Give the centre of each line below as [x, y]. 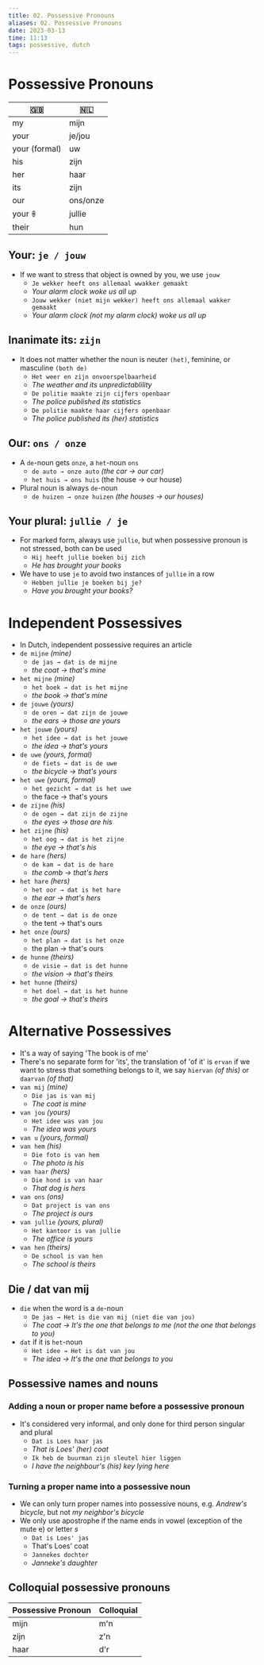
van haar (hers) [45, 1171]
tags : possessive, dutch [49, 45]
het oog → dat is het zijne [78, 840]
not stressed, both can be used [71, 549]
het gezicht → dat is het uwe [82, 789]
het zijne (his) [44, 831]
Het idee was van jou [67, 1122]
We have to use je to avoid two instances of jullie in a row [117, 574]
